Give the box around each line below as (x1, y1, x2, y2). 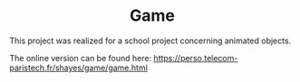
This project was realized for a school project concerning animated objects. (9, 35, 292, 46)
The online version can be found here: (9, 52, 152, 63)
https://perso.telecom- (153, 52, 238, 63)
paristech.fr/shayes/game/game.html (9, 62, 148, 73)
